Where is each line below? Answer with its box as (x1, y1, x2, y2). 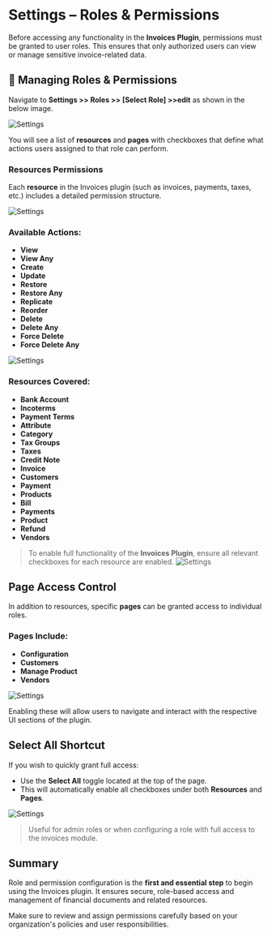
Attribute (19, 420, 52, 430)
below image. (8, 103, 53, 113)
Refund (19, 523, 46, 533)
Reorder (19, 306, 49, 316)
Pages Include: (8, 630, 69, 642)
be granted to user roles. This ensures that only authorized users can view (8, 41, 257, 50)
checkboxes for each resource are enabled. (28, 557, 174, 566)
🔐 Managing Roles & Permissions (8, 73, 177, 87)
